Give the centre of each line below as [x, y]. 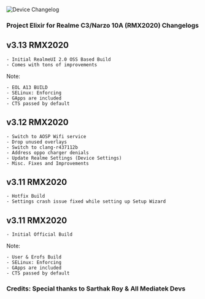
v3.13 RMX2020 [38, 45]
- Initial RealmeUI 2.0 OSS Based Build [59, 59]
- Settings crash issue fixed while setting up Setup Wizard [86, 202]
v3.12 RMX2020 [37, 122]
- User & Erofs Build [34, 257]
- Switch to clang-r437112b [42, 147]
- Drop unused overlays [37, 142]
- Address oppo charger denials [48, 153]
